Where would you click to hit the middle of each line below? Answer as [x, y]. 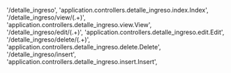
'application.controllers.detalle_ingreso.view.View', [79, 25]
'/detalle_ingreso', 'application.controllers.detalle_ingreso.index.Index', [107, 10]
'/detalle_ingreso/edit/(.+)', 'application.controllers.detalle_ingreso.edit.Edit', [115, 32]
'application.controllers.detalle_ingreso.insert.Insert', [82, 62]
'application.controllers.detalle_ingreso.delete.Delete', [84, 47]
